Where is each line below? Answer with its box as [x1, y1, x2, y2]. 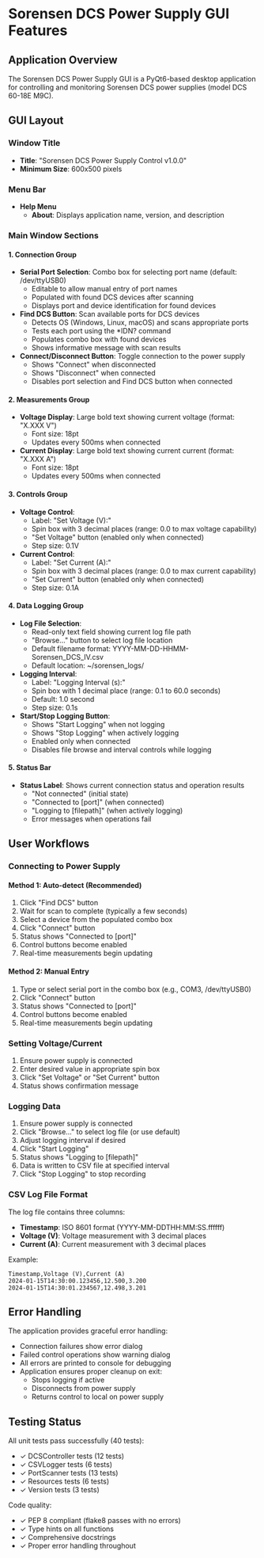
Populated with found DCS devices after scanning [31, 292, 194, 302]
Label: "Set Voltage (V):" [31, 516, 112, 525]
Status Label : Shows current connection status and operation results [19, 780, 245, 790]
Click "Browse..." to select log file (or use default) [19, 1127, 180, 1137]
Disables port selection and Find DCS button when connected [31, 377, 233, 387]
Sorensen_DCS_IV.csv [31, 652, 104, 661]
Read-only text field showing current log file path [31, 627, 191, 636]
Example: [8, 1255, 39, 1264]
